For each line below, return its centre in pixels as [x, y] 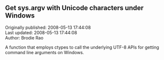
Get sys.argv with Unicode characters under [74, 8]
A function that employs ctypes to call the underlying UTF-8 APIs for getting [82, 47]
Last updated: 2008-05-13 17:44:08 [41, 32]
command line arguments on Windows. [45, 52]
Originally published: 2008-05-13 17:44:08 [48, 27]
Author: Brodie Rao [24, 38]
